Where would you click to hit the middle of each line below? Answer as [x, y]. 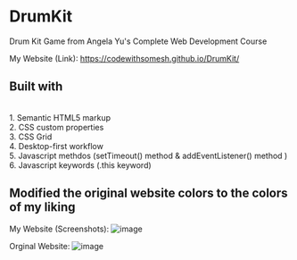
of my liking [42, 207]
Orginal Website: [40, 246]
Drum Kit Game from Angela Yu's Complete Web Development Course [138, 41]
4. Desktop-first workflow [57, 146]
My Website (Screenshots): [59, 229]
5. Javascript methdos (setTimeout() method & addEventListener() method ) [148, 155]
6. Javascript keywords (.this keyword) [80, 165]
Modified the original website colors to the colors [148, 193]
